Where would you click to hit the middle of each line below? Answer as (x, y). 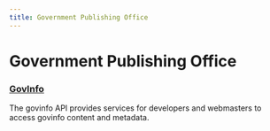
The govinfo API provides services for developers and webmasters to (135, 108)
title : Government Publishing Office (79, 17)
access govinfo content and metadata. (79, 118)
